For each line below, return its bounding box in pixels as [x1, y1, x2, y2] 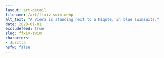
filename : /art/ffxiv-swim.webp [5, 12, 73, 17]
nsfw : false [5, 45, 30, 50]
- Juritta [5, 40, 26, 45]
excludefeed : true [5, 26, 44, 31]
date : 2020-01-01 [5, 21, 42, 27]
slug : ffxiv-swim [5, 31, 42, 36]
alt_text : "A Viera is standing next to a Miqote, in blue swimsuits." [5, 17, 159, 22]
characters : [5, 36, 30, 41]
